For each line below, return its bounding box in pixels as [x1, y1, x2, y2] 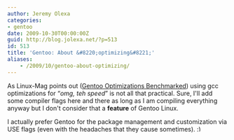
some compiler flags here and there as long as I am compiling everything [7, 96, 218, 105]
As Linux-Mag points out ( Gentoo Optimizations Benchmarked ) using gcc [7, 81, 219, 90]
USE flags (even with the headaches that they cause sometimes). [7, 125, 195, 133]
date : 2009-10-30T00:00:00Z [7, 29, 90, 37]
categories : [7, 17, 42, 24]
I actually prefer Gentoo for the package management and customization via [7, 117, 228, 126]
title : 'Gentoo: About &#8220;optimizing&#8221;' [7, 50, 156, 57]
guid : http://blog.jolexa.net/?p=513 [7, 36, 118, 43]
